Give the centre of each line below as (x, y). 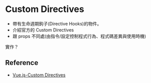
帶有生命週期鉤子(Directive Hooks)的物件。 (57, 23)
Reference (22, 63)
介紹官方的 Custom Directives (43, 30)
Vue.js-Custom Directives (39, 75)
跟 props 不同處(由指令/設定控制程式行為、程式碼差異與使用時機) (79, 36)
